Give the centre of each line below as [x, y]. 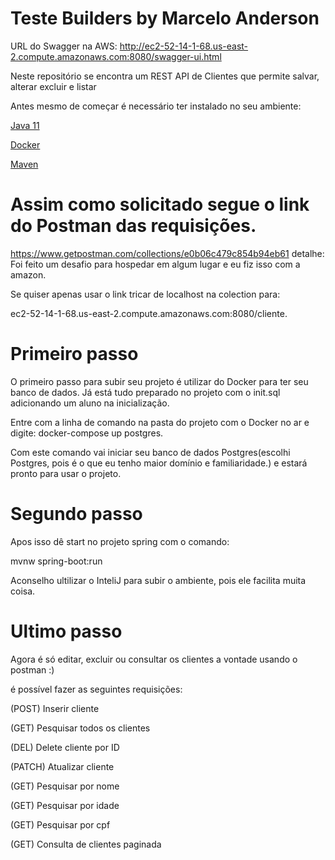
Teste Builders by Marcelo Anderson [165, 18]
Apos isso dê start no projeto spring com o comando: [120, 541]
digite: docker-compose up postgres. [87, 433]
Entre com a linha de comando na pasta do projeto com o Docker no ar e [160, 422]
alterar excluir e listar [53, 86]
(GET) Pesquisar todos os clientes [80, 728]
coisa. [23, 591]
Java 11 [25, 125]
